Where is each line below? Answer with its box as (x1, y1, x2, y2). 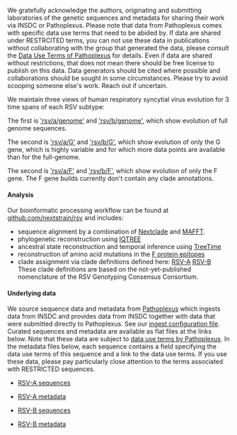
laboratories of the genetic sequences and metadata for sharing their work (7, 13, 225, 22)
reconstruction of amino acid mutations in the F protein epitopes (17, 250, 205, 258)
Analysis (7, 190, 34, 199)
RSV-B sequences (17, 406, 71, 414)
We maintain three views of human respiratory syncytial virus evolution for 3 (7, 95, 230, 104)
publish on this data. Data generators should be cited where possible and (7, 67, 221, 75)
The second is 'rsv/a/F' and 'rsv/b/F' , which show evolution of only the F (7, 167, 218, 175)
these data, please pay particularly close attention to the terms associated (7, 358, 224, 366)
